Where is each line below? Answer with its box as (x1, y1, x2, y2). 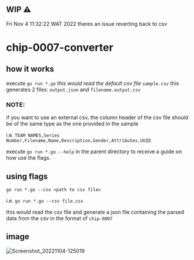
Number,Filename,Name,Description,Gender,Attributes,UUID (6, 138, 151, 144)
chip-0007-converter (6, 41, 113, 54)
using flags (6, 171, 48, 181)
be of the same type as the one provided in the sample (6, 120, 139, 127)
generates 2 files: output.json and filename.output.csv (6, 86, 141, 93)
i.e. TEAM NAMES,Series (6, 131, 60, 139)
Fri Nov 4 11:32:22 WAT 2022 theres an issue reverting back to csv (6, 20, 168, 27)
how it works (6, 64, 55, 74)
